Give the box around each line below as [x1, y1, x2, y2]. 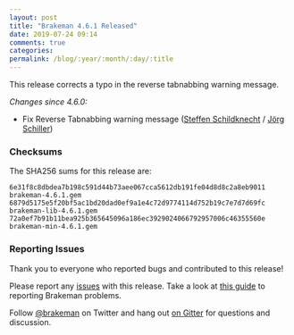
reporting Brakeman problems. [9, 289, 122, 300]
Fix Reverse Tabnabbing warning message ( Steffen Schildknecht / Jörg [21, 113, 285, 124]
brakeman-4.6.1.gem [9, 191, 82, 200]
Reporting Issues [9, 243, 85, 255]
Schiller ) [21, 123, 54, 134]
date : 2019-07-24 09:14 [9, 29, 98, 38]
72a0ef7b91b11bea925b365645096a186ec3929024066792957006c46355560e [9, 214, 266, 223]
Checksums [9, 145, 63, 157]
